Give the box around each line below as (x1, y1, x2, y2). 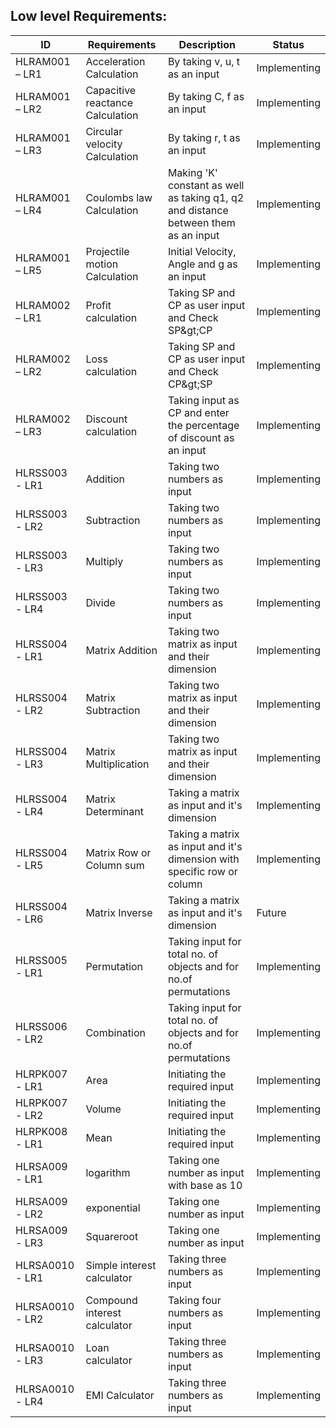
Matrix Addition (85, 643, 158, 657)
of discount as (167, 430, 235, 444)
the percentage (167, 418, 240, 432)
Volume (85, 1102, 122, 1116)
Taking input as (167, 393, 240, 407)
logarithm (85, 1165, 131, 1179)
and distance (167, 203, 229, 217)
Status (272, 37, 305, 51)
